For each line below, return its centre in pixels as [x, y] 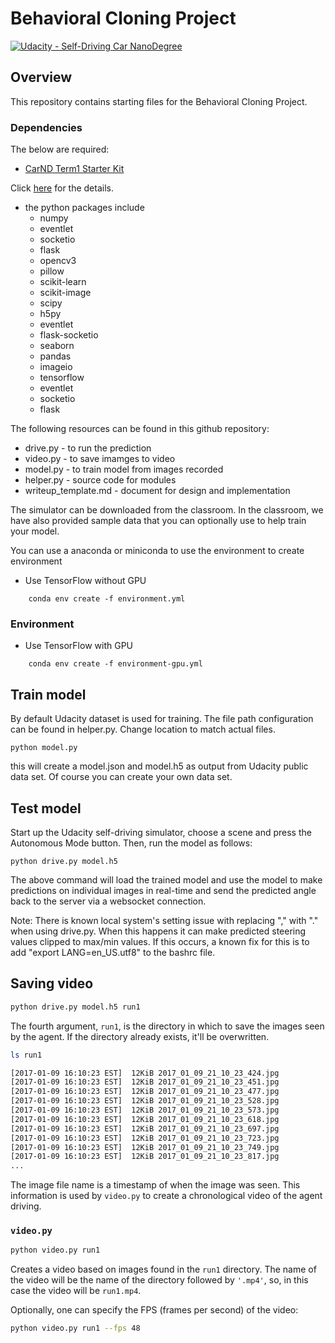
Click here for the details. [62, 188]
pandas [55, 356]
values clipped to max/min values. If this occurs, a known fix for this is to [160, 941]
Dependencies [46, 127]
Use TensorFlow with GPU [78, 646]
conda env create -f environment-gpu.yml [115, 664]
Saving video [52, 983]
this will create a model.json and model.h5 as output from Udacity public [159, 766]
